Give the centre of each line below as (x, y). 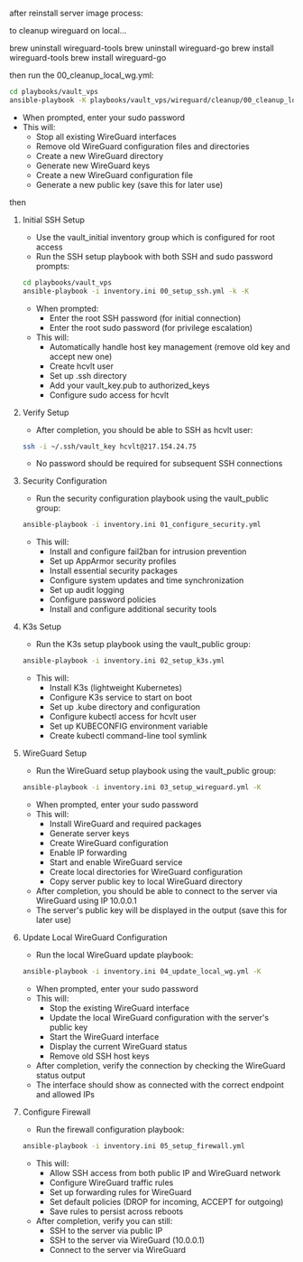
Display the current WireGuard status (118, 1046)
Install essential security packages (114, 571)
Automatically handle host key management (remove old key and (170, 346)
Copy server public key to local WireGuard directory (146, 881)
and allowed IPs (65, 1094)
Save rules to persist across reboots (116, 1211)
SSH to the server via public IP (106, 1230)
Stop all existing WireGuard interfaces (106, 137)
